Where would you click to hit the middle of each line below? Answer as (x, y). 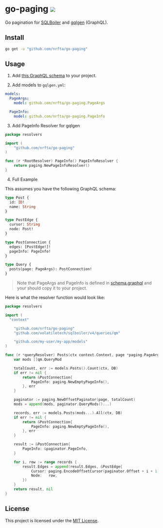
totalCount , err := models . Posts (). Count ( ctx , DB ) (66, 368)
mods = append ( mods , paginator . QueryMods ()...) (63, 404)
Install (15, 38)
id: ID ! (17, 202)
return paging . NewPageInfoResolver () (52, 166)
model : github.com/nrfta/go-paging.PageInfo (59, 116)
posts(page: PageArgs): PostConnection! (51, 269)
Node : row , (44, 476)
